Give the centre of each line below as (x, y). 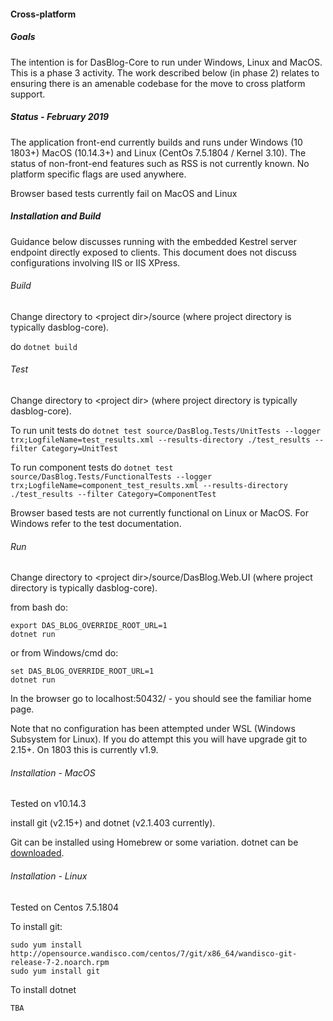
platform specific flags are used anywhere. (98, 174)
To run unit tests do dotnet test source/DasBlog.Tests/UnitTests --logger (166, 430)
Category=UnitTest (79, 448)
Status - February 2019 (60, 117)
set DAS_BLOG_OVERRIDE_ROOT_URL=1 (82, 671)
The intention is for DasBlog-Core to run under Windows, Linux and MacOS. (166, 62)
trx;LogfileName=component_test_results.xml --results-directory (149, 485)
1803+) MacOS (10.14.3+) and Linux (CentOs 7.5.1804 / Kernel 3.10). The (158, 152)
